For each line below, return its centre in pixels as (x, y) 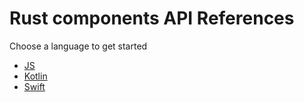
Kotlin (35, 76)
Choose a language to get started (78, 46)
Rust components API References (152, 18)
